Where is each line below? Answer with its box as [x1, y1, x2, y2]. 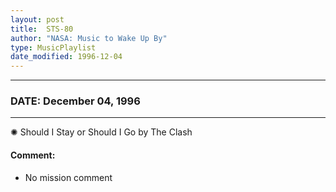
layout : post [10, 14, 65, 25]
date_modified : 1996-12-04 [10, 52, 123, 62]
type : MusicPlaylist [10, 42, 97, 53]
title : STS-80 [10, 24, 74, 34]
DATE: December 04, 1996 [10, 94, 141, 108]
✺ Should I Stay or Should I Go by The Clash [10, 126, 193, 138]
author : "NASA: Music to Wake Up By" [10, 33, 168, 43]
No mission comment [24, 171, 113, 183]
